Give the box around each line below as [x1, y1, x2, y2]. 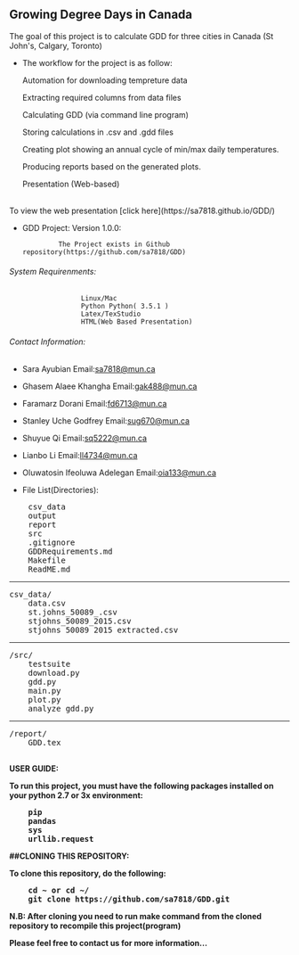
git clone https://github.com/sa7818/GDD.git [28, 894, 230, 904]
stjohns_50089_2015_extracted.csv [28, 625, 179, 636]
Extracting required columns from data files [21, 92, 182, 103]
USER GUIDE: [9, 763, 60, 774]
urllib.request [28, 834, 94, 844]
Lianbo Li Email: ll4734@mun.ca [21, 450, 138, 461]
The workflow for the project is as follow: [21, 57, 173, 68]
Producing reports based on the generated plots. [21, 161, 202, 172]
